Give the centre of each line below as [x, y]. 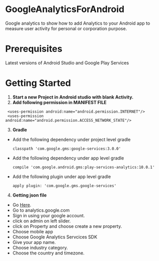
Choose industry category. [40, 247]
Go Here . [22, 205]
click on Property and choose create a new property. [67, 226]
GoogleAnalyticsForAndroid [65, 9]
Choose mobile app [33, 231]
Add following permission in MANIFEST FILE [59, 102]
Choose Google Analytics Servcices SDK [55, 237]
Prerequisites [34, 49]
